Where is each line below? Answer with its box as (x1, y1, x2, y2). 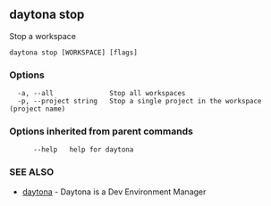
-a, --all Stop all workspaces (17, 89, 186, 98)
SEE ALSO (9, 166, 55, 178)
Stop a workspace (9, 30, 77, 41)
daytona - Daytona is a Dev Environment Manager (21, 186, 207, 197)
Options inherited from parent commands (9, 125, 194, 137)
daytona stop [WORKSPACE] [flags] (9, 48, 139, 57)
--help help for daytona (32, 145, 134, 154)
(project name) (9, 104, 66, 114)
